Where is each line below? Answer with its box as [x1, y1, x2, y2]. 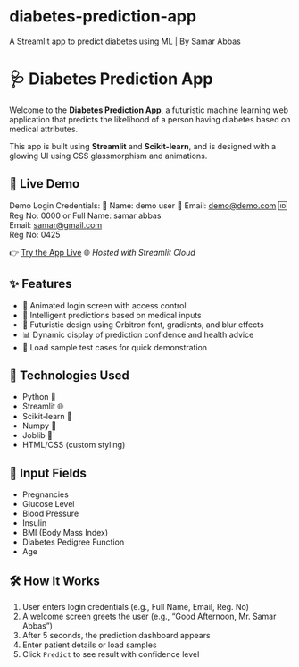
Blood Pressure [21, 508, 79, 519]
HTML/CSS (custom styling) [21, 440, 126, 451]
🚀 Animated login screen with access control [21, 300, 187, 310]
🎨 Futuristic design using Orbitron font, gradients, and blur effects [21, 319, 265, 330]
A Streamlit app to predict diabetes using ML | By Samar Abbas [9, 36, 241, 46]
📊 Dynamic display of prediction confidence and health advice [21, 329, 254, 340]
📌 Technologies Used [9, 367, 129, 383]
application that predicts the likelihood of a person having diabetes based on [9, 114, 291, 124]
